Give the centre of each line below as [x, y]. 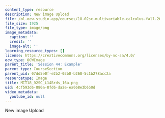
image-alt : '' [24, 46]
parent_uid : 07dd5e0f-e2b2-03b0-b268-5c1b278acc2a [58, 74]
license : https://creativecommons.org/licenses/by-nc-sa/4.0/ [70, 55]
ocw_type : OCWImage [25, 60]
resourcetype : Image [26, 78]
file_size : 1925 [22, 23]
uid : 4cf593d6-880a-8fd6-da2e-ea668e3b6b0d [50, 87]
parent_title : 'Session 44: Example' [44, 64]
